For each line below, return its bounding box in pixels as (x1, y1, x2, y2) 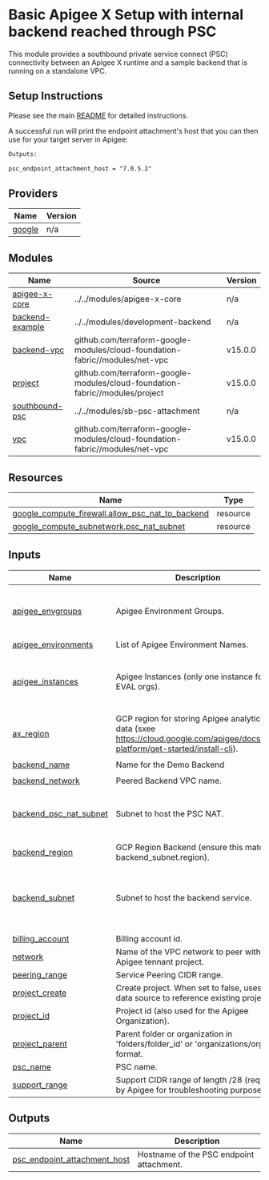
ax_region (12, 728, 50, 739)
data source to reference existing (115, 992, 240, 1003)
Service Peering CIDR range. (115, 969, 223, 980)
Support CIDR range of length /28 (115, 1074, 243, 1086)
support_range (12, 1079, 68, 1090)
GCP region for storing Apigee (115, 712, 230, 724)
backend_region (12, 846, 74, 857)
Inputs (8, 548, 42, 562)
